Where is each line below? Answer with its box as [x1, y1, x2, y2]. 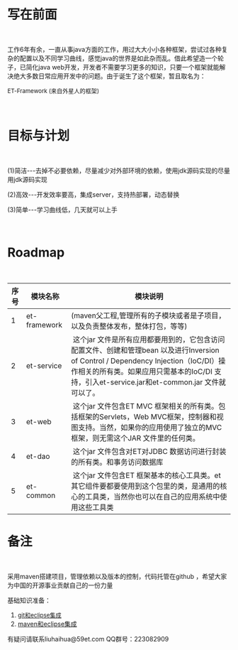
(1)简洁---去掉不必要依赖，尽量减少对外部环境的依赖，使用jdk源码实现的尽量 [7, 166, 230, 175]
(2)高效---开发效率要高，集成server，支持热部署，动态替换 [7, 190, 180, 199]
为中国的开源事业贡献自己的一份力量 [7, 580, 113, 590]
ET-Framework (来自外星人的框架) [7, 87, 100, 94]
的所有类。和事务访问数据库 [70, 457, 164, 467]
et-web [25, 416, 52, 426]
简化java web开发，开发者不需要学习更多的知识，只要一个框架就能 [25, 63, 220, 71]
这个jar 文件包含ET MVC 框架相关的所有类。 [72, 401, 219, 411]
